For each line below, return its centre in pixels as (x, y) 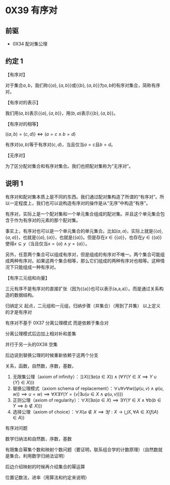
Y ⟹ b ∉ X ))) (27, 405)
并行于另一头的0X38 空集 (32, 344)
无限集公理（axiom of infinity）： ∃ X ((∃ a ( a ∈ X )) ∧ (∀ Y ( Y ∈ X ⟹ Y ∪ (85, 377)
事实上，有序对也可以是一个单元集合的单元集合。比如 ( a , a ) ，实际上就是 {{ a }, (84, 231)
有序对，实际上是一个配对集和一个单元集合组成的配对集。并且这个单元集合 (83, 214)
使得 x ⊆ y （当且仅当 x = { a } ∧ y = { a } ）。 (48, 243)
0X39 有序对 (31, 10)
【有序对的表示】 (23, 102)
